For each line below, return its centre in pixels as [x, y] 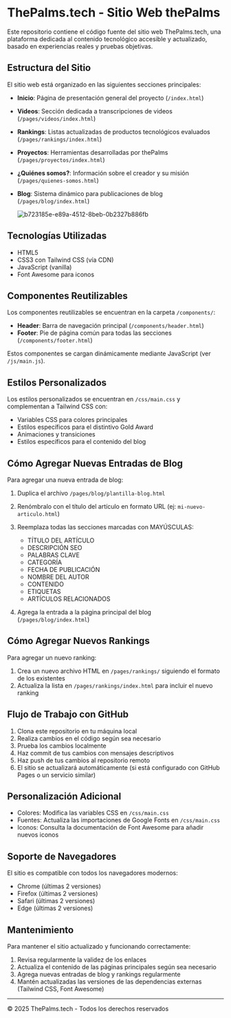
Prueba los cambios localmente [62, 745]
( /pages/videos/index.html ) [56, 118]
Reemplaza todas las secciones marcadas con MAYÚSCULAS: [105, 527]
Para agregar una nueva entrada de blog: [65, 480]
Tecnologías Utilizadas [57, 236]
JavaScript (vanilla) [44, 267]
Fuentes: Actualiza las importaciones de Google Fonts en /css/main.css [119, 820]
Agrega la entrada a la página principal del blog [84, 612]
